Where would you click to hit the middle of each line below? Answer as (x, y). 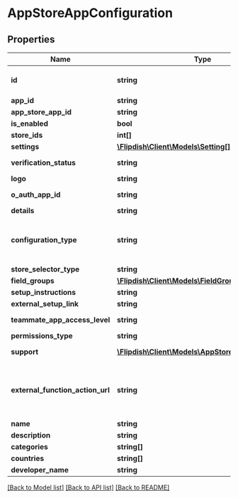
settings (25, 147)
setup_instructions (44, 292)
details (23, 211)
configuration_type (44, 240)
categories (29, 447)
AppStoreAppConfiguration (90, 13)
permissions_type (42, 336)
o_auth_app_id (36, 195)
